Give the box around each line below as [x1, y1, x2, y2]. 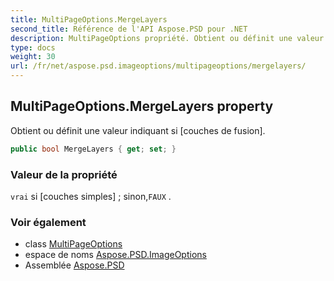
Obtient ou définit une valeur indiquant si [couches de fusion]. [10, 124, 266, 136]
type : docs [10, 42, 56, 53]
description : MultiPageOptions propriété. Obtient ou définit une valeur [10, 33, 325, 43]
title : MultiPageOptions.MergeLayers [10, 14, 168, 25]
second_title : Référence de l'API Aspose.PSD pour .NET [10, 24, 248, 34]
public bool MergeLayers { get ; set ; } [10, 144, 177, 154]
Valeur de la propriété [10, 167, 118, 181]
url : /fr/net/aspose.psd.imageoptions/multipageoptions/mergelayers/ [10, 61, 307, 71]
